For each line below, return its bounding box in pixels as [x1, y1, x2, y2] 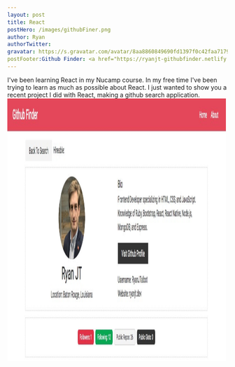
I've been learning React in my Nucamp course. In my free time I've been [7, 76, 218, 84]
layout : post [7, 11, 45, 18]
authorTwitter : [7, 41, 52, 48]
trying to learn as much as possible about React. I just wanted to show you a [7, 83, 227, 91]
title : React [7, 18, 45, 26]
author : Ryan [7, 34, 45, 41]
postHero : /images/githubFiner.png [7, 26, 111, 33]
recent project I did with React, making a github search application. [7, 90, 201, 99]
